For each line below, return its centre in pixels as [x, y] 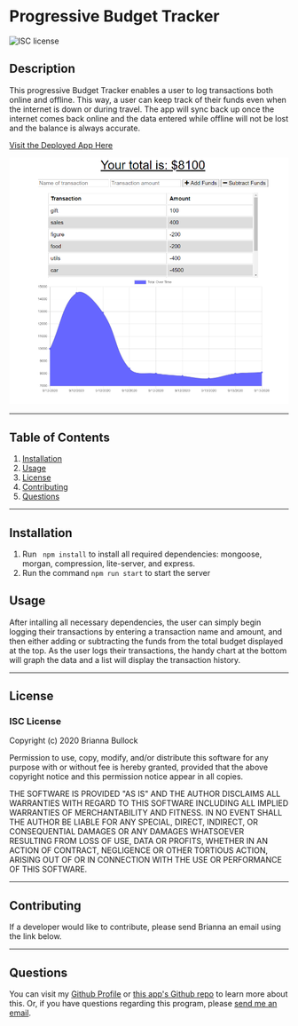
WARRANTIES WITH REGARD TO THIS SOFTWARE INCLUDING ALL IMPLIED [149, 803]
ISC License [35, 722]
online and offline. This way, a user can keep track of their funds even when [148, 99]
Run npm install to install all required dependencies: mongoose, [142, 554]
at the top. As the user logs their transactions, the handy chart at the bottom [148, 651]
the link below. [35, 936]
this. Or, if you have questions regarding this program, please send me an [143, 1004]
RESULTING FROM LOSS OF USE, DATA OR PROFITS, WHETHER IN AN [139, 841]
